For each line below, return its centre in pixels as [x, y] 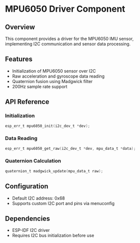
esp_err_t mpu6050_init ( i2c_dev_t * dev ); [48, 126]
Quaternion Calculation [33, 161]
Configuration [27, 186]
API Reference [27, 102]
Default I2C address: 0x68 [38, 198]
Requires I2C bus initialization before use [53, 236]
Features [19, 59]
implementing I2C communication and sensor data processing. [68, 44]
